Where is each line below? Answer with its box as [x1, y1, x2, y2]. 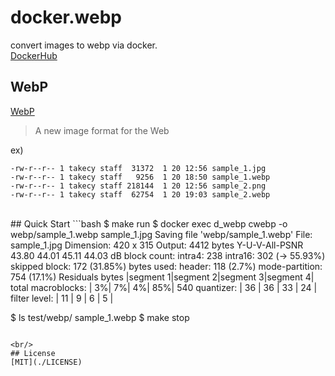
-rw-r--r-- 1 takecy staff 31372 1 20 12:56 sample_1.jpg [10, 163, 267, 173]
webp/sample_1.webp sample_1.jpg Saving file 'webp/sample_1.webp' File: [10, 228, 313, 240]
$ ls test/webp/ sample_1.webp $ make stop [10, 311, 190, 323]
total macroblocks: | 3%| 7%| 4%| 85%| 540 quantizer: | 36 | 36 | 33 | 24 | [10, 281, 318, 293]
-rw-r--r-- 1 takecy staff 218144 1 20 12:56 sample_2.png [10, 181, 267, 191]
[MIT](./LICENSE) [10, 357, 83, 367]
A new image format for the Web [34, 124, 170, 136]
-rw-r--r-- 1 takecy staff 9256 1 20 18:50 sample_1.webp [10, 172, 271, 182]
